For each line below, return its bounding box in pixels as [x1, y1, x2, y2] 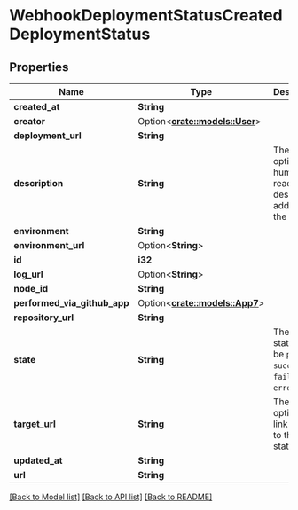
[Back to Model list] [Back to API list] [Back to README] [9, 491, 213, 502]
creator [13, 115, 46, 127]
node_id [13, 283, 49, 294]
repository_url [13, 311, 74, 324]
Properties [9, 59, 69, 75]
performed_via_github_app [13, 297, 130, 309]
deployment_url [13, 129, 82, 142]
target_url [13, 418, 56, 430]
